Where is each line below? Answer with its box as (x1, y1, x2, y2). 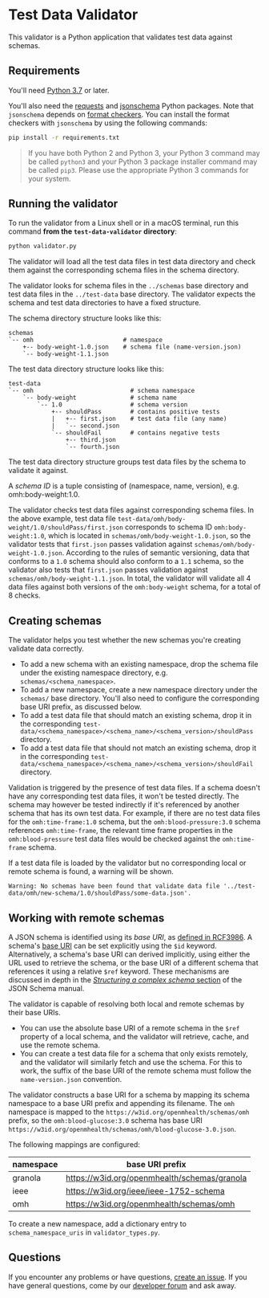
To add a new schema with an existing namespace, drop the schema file (19, 659, 259, 669)
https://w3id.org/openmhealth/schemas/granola (65, 1172, 247, 1183)
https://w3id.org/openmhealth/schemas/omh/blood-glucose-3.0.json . (8, 1124, 237, 1133)
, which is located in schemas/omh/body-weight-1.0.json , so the (43, 531, 251, 541)
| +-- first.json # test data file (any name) (50, 415, 227, 423)
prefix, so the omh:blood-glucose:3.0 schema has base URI (8, 1115, 203, 1125)
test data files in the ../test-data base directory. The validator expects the (8, 289, 256, 299)
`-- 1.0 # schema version (37, 401, 188, 409)
